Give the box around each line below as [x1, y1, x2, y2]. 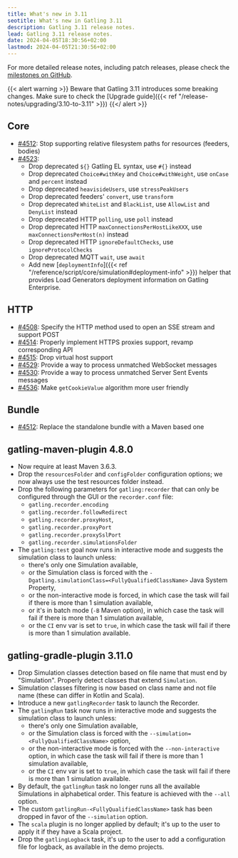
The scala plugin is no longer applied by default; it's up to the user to [17, 820, 221, 829]
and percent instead [28, 177, 88, 185]
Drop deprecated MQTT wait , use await [28, 252, 145, 261]
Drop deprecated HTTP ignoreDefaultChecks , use [28, 237, 174, 246]
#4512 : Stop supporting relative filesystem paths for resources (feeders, [17, 139, 230, 148]
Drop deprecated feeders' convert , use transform [28, 192, 174, 200]
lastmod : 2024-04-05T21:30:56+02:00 [7, 43, 116, 51]
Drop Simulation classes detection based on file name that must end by [17, 668, 227, 677]
